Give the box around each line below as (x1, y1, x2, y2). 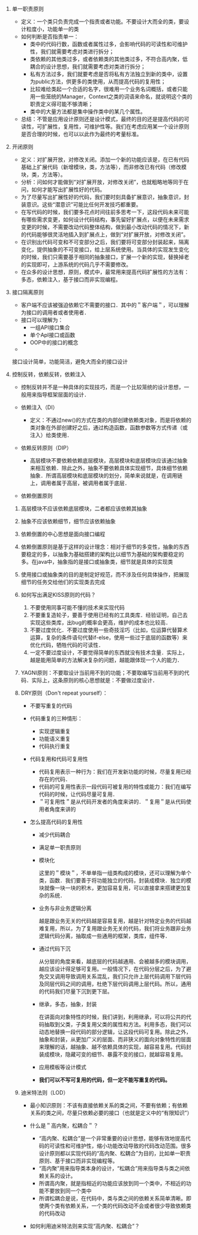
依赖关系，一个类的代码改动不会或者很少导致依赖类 (65, 1202, 192, 1209)
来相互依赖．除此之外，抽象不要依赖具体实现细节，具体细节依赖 (29, 464, 188, 471)
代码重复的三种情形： (29, 715, 83, 722)
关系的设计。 (44, 1172, 76, 1179)
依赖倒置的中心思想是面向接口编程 (20, 530, 106, 537)
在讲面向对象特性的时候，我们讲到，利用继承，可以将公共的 (38, 1013, 187, 1020)
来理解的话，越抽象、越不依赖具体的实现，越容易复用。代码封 (38, 1043, 192, 1050)
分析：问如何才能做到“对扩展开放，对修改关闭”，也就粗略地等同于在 (20, 179, 189, 185)
